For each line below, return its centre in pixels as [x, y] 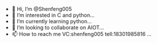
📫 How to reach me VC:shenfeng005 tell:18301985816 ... [82, 34]
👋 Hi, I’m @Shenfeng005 [42, 9]
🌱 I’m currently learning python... [52, 21]
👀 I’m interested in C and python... [53, 15]
